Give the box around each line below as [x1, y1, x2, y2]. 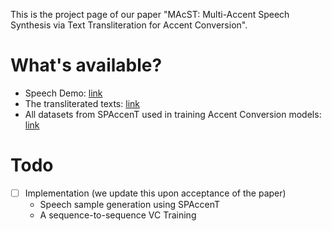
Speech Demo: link [24, 87, 103, 99]
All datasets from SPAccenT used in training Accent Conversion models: [24, 108, 322, 120]
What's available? [10, 54, 163, 77]
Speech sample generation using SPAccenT [39, 198, 221, 210]
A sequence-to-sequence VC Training [39, 209, 197, 221]
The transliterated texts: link [24, 97, 140, 109]
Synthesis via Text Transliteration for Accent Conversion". [10, 19, 248, 31]
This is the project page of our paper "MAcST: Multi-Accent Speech [10, 9, 290, 20]
